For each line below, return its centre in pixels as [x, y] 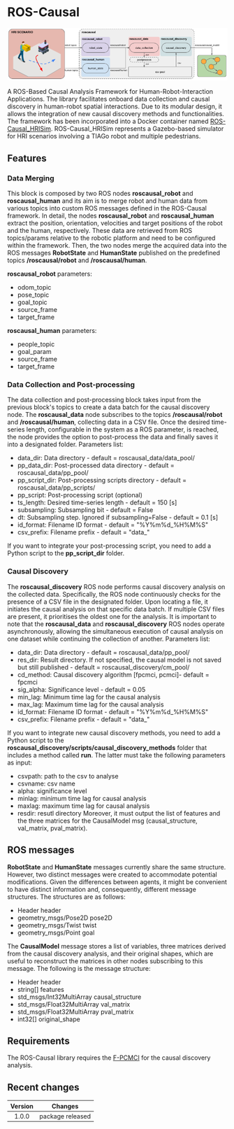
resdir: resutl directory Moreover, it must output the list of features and [119, 813]
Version [22, 1106]
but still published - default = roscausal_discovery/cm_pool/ [103, 667]
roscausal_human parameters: [52, 331]
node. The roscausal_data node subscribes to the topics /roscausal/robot [115, 415]
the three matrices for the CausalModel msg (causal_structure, [107, 821]
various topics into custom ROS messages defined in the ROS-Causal [107, 208]
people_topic [36, 344]
